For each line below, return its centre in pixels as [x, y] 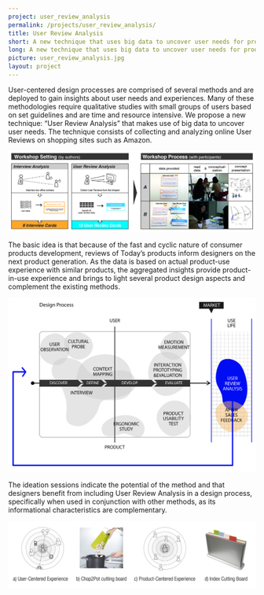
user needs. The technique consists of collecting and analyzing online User [130, 131]
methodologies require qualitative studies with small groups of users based [130, 106]
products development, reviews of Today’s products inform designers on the [132, 253]
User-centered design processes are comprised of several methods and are [131, 90]
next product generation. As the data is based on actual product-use [119, 261]
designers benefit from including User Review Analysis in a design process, [130, 493]
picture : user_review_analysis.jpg [66, 58]
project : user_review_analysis [59, 17]
